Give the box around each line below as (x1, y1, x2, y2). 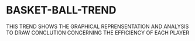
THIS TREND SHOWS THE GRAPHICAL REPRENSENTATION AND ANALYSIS (6, 23, 189, 30)
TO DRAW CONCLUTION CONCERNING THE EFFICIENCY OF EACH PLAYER (6, 29, 189, 36)
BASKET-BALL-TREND (6, 4, 117, 17)
